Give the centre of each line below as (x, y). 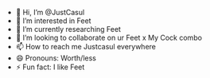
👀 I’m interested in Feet (53, 21)
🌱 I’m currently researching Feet (68, 29)
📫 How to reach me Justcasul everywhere (86, 47)
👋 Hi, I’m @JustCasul (50, 12)
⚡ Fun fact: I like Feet (50, 67)
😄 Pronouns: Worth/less (56, 58)
